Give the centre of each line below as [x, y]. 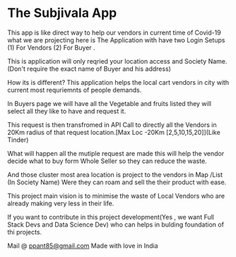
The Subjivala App [62, 13]
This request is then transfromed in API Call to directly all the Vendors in [112, 124]
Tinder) [18, 140]
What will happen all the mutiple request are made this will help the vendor [116, 153]
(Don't [17, 68]
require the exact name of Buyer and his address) [99, 68]
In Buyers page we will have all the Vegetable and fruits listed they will [110, 103]
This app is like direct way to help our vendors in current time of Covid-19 [114, 32]
